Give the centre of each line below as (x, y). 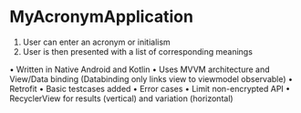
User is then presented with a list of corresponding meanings (138, 51)
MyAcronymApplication (102, 17)
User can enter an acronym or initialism (96, 42)
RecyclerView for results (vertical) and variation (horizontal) (122, 98)
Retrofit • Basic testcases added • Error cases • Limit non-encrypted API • (150, 88)
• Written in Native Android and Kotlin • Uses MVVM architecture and (140, 69)
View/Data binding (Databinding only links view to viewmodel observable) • (151, 78)
